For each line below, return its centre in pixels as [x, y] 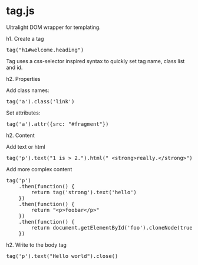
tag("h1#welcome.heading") [45, 50]
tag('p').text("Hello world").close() [62, 256]
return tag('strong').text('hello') [84, 192]
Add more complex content [39, 169]
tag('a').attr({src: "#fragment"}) [57, 124]
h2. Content [21, 135]
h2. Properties [23, 78]
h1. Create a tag [25, 38]
